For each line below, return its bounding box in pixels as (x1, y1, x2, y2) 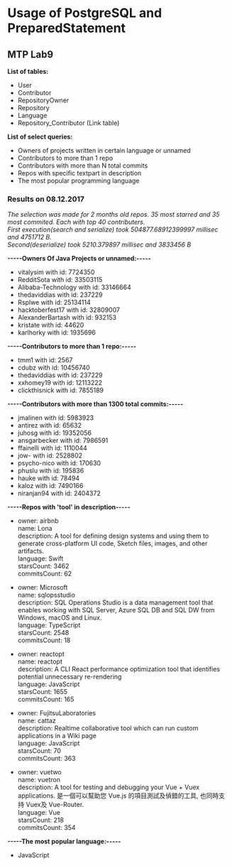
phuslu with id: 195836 (17, 467, 84, 475)
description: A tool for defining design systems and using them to (17, 531, 209, 541)
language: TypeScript (17, 621, 81, 629)
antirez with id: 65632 (17, 421, 82, 430)
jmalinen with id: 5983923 (17, 413, 94, 422)
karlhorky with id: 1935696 (17, 328, 96, 337)
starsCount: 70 (17, 747, 62, 755)
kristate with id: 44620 (17, 321, 84, 330)
